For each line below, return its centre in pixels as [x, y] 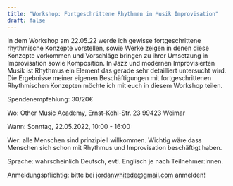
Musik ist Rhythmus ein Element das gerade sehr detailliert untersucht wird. [117, 70]
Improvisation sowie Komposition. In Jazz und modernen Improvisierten [111, 63]
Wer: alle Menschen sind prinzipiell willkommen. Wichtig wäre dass [105, 140]
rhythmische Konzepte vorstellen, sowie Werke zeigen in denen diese [108, 48]
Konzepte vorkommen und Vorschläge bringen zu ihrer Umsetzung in [108, 55]
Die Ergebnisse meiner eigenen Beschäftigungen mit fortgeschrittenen [109, 77]
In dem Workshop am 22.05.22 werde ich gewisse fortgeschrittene [104, 40]
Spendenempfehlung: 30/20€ [50, 99]
